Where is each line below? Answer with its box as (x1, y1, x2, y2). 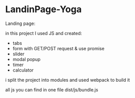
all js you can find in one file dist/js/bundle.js (5, 86, 98, 92)
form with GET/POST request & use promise (12, 45, 105, 51)
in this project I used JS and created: (5, 30, 82, 36)
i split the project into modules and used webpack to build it (5, 77, 130, 83)
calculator (12, 67, 34, 73)
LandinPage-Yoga (5, 4, 82, 15)
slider (12, 51, 24, 57)
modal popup (12, 56, 41, 62)
